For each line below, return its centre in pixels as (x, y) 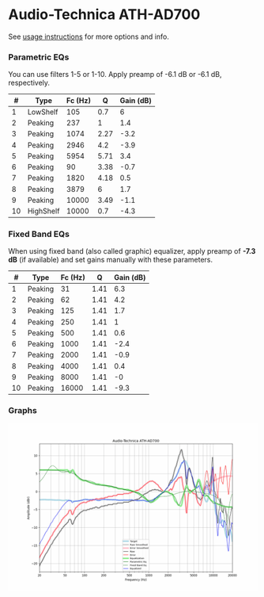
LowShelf (43, 112)
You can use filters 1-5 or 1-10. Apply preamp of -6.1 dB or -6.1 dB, (115, 75)
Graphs (23, 411)
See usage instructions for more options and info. (89, 36)
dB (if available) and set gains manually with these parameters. (111, 260)
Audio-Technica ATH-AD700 (104, 15)
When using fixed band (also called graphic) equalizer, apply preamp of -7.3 (132, 251)
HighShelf (43, 211)
